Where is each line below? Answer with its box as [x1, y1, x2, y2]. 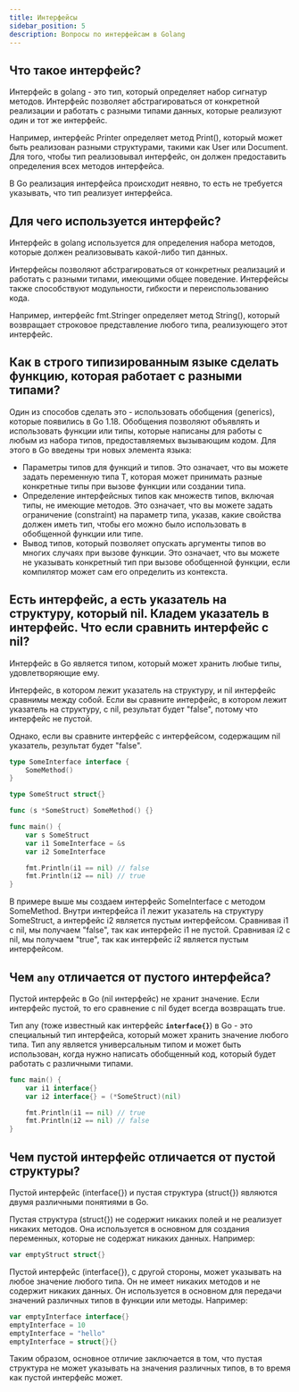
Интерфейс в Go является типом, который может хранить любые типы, [9, 658, 282, 669]
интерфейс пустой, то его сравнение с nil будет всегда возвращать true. [9, 1002, 286, 1013]
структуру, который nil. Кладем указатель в [9, 606, 270, 621]
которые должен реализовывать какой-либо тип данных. [9, 247, 228, 257]
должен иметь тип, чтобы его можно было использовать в [21, 519, 247, 529]
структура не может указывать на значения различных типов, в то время [9, 1362, 291, 1373]
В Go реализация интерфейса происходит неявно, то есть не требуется [9, 178, 283, 189]
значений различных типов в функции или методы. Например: [9, 1295, 248, 1305]
